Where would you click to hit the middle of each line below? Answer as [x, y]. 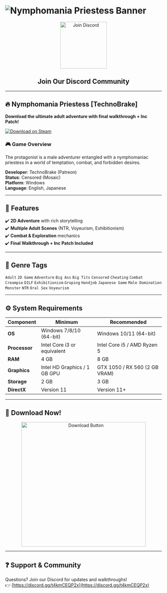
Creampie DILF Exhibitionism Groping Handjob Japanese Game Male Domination [83, 283]
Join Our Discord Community [83, 81]
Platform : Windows [25, 182]
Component [22, 322]
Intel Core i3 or [58, 345]
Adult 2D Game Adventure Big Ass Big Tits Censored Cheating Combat [74, 278]
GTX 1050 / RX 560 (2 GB [128, 367]
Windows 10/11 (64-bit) [126, 334]
